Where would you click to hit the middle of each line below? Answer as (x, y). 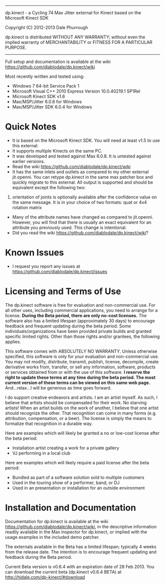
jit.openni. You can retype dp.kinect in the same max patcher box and (82, 177)
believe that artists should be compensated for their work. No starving (76, 402)
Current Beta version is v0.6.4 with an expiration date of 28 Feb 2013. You (80, 566)
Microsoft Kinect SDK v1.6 (39, 96)
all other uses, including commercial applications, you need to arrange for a (82, 310)
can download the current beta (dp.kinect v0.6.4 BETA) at (63, 572)
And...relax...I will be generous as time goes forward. (58, 388)
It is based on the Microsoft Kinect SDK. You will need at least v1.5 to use (86, 140)
